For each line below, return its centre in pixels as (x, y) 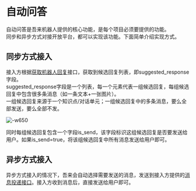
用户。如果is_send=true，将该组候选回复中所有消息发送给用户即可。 (88, 139)
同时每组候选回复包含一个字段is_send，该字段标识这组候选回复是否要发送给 (97, 132)
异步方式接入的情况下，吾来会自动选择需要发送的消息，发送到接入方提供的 (95, 175)
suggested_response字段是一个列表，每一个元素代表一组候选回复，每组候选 (98, 86)
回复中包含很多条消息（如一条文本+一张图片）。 (63, 93)
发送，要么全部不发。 (36, 108)
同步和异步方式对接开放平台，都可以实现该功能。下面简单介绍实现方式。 (93, 36)
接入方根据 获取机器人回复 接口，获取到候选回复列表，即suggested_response (98, 72)
